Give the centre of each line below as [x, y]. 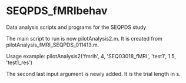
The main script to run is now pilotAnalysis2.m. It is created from [84, 38]
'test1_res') [19, 62]
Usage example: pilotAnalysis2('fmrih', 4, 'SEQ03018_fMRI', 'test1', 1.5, [91, 56]
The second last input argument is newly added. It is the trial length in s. [93, 74]
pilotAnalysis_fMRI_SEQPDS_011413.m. [53, 45]
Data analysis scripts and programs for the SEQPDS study [76, 27]
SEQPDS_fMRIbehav [57, 11]
